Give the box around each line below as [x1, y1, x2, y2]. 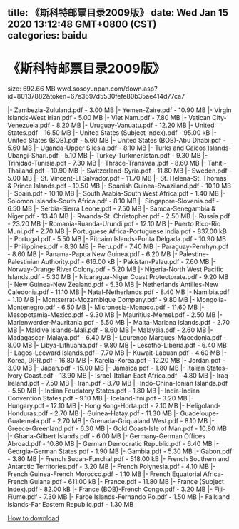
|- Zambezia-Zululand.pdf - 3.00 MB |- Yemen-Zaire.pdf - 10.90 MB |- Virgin [7, 106, 232, 114]
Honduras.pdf [7, 409, 49, 418]
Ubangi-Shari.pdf [7, 151, 59, 160]
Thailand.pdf [7, 166, 45, 175]
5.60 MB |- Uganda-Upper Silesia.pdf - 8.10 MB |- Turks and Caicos [7, 143, 207, 152]
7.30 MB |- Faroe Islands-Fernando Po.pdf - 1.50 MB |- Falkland [44, 493, 230, 501]
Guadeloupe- [180, 409, 220, 418]
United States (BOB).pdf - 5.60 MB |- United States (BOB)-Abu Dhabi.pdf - [7, 136, 226, 145]
